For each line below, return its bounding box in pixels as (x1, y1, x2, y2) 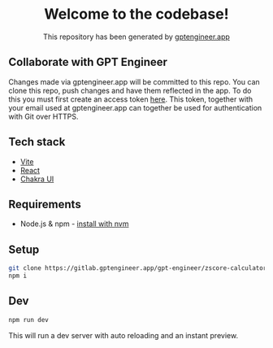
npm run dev (8, 315, 49, 324)
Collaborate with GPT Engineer (8, 55, 168, 69)
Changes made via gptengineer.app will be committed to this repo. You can (8, 76, 260, 86)
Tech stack (8, 135, 66, 149)
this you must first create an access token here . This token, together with (8, 94, 253, 104)
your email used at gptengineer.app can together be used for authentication (8, 102, 262, 112)
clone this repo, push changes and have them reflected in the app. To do (8, 85, 252, 95)
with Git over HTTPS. (8, 111, 79, 121)
